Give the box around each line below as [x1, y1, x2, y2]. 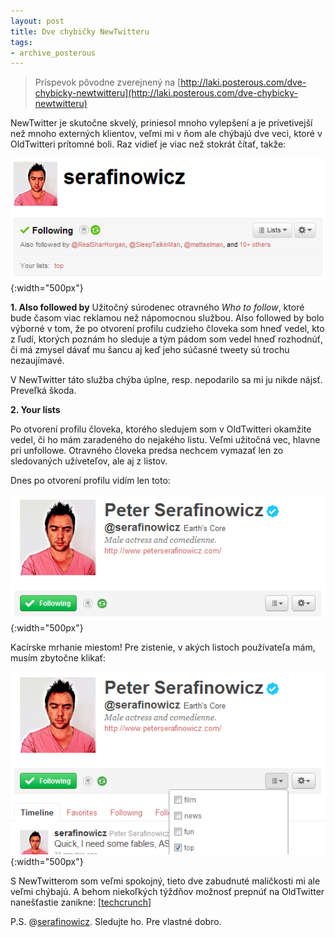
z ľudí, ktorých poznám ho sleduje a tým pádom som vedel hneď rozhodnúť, [10, 333, 324, 345]
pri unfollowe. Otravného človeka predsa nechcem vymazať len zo [10, 444, 284, 456]
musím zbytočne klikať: [10, 652, 107, 664]
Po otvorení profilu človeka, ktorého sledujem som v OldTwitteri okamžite [10, 423, 312, 435]
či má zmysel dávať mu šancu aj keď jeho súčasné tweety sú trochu [10, 343, 290, 355]
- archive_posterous [10, 48, 97, 58]
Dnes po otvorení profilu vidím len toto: [10, 474, 171, 486]
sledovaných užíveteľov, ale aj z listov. [10, 455, 168, 467]
